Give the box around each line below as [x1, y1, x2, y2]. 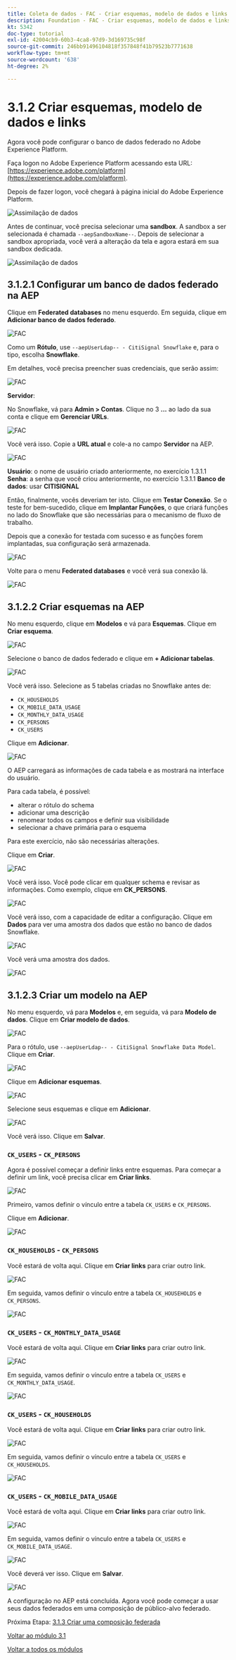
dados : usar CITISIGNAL [7, 482, 79, 490]
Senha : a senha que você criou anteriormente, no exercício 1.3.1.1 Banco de [7, 475, 226, 483]
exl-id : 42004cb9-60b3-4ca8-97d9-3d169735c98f [7, 37, 146, 44]
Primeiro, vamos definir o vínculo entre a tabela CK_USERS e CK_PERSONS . [7, 1201, 211, 1209]
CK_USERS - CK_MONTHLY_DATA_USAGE [7, 1327, 122, 1337]
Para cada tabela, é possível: [7, 787, 91, 796]
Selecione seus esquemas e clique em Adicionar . [7, 1105, 151, 1113]
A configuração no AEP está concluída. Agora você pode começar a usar [7, 1597, 219, 1605]
